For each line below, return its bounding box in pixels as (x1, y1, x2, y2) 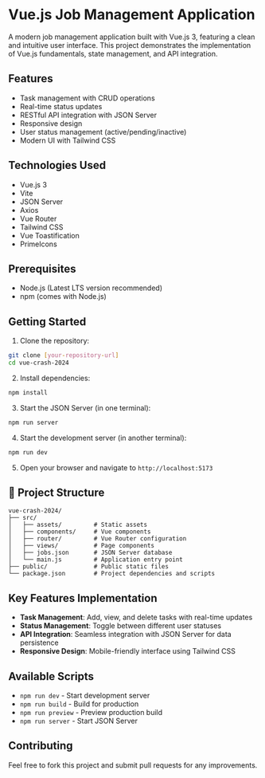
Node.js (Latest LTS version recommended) (19, 283, 163, 293)
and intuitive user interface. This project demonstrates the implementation (8, 40, 251, 49)
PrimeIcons (19, 239, 57, 249)
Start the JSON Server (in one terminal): (19, 403, 151, 412)
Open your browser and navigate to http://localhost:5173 (19, 462, 213, 472)
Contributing (8, 739, 73, 752)
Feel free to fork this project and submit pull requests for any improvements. (8, 760, 258, 770)
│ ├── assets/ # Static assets (8, 521, 148, 529)
